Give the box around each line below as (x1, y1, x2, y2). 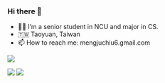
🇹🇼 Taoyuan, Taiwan (17, 30, 80, 38)
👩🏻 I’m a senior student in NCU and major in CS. (17, 23, 159, 31)
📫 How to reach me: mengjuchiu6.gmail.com (17, 38, 151, 47)
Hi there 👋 (7, 6, 43, 16)
